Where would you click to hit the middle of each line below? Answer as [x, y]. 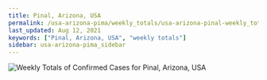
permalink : [26, 23]
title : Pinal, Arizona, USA [55, 15]
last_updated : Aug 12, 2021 [55, 30]
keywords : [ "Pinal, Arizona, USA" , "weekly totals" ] [97, 38]
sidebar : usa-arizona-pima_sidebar [67, 45]
